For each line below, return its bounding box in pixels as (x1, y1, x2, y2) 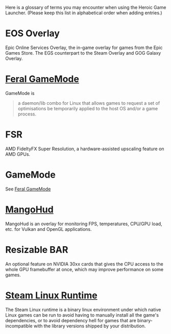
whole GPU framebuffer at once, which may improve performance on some (5, 266, 164, 272)
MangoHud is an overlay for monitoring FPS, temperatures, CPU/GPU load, (5, 221, 162, 227)
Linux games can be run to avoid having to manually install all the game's (5, 312, 159, 318)
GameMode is (5, 90, 35, 96)
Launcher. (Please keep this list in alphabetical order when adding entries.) (5, 10, 162, 16)
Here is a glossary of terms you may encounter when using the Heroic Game (5, 5, 166, 10)
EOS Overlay (5, 28, 60, 39)
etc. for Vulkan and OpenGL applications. (5, 226, 92, 232)
